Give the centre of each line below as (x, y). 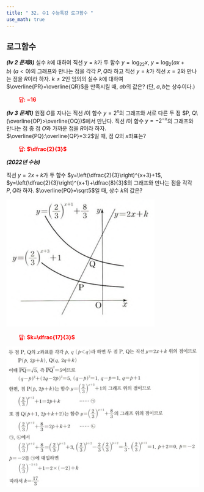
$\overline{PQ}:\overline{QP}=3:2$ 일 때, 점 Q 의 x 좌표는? (76, 136)
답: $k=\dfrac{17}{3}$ (47, 337)
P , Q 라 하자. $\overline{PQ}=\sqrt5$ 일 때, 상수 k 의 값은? (75, 191)
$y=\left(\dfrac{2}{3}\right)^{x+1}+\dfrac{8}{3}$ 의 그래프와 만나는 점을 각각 (99, 183)
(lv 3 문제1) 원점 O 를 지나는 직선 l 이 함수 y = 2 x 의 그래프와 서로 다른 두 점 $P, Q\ (102, 112)
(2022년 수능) (24, 162)
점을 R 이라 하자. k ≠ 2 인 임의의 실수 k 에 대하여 (68, 79)
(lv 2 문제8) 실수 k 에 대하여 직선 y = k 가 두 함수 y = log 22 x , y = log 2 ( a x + (96, 63)
